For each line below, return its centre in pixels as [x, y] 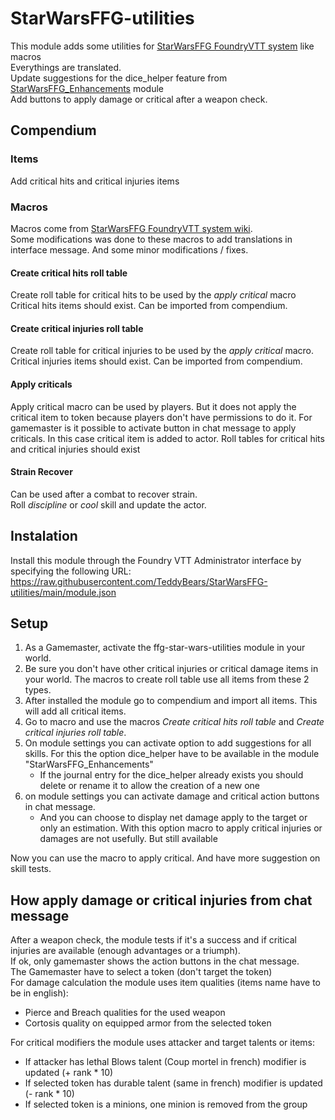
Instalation [44, 536]
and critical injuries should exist [75, 449]
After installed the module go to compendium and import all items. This [171, 701]
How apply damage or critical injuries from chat [161, 900]
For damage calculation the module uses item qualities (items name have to [165, 983]
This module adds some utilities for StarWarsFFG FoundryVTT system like [162, 46]
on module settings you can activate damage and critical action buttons [172, 796]
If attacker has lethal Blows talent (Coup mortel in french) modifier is [165, 1062]
